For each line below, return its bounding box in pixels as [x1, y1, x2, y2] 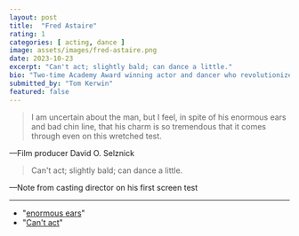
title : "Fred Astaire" [9, 21, 98, 30]
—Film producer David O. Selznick [9, 147, 135, 158]
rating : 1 [9, 29, 46, 38]
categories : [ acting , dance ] [9, 37, 125, 47]
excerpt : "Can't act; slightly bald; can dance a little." [9, 63, 233, 72]
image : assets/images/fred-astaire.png [9, 46, 158, 55]
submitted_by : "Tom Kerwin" [9, 79, 114, 88]
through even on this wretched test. [30, 130, 162, 141]
